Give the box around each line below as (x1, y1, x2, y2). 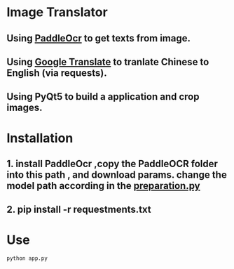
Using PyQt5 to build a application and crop (6, 91, 200, 103)
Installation (6, 130, 74, 146)
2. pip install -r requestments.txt (6, 204, 151, 216)
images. (6, 102, 43, 114)
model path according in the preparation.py (6, 180, 200, 192)
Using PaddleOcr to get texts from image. (6, 32, 191, 44)
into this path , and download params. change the (6, 169, 227, 181)
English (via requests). (6, 67, 108, 79)
